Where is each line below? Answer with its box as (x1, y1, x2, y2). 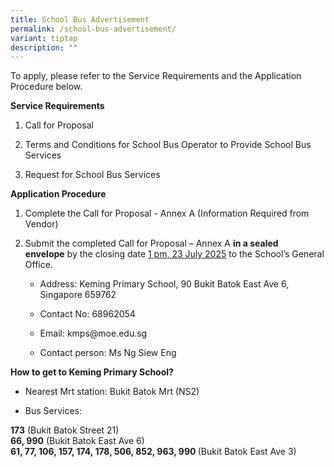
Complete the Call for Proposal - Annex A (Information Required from (24, 207, 310, 220)
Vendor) (24, 218, 59, 230)
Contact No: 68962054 (39, 308, 136, 320)
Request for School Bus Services (24, 169, 161, 181)
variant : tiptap (10, 33, 78, 43)
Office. (24, 259, 53, 271)
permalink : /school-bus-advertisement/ (10, 24, 177, 34)
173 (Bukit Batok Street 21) (10, 424, 120, 436)
